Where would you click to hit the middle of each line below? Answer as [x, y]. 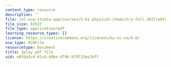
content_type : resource [31, 10]
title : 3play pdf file [29, 52]
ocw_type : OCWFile [25, 43]
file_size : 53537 [24, 24]
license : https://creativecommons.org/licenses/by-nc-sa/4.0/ [73, 38]
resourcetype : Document [31, 47]
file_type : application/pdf [35, 29]
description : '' [22, 15]
